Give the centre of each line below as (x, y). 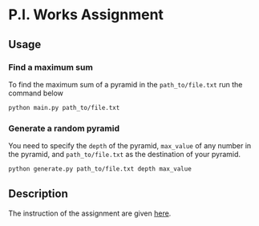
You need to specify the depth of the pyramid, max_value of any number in (130, 146)
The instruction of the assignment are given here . (90, 213)
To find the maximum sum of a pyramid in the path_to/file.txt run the (125, 84)
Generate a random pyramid (64, 128)
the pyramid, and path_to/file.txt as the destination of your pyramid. (125, 155)
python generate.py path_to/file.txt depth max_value (100, 169)
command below (36, 93)
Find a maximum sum (51, 67)
